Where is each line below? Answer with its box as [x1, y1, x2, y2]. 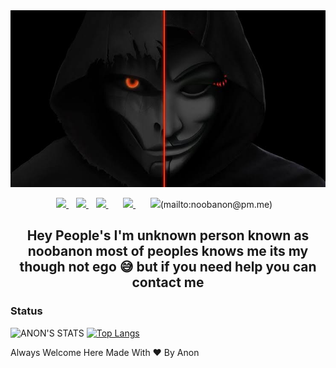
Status [10, 304, 43, 318]
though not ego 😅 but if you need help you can [19, 259, 317, 276]
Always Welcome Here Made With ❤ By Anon [10, 346, 200, 358]
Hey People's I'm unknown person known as [26, 227, 310, 244]
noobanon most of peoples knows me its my [27, 243, 309, 260]
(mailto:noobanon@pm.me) [159, 199, 273, 211]
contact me [131, 274, 205, 291]
